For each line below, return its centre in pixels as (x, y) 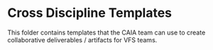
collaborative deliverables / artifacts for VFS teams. (82, 39)
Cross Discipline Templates (90, 13)
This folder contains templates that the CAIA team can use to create (106, 32)
